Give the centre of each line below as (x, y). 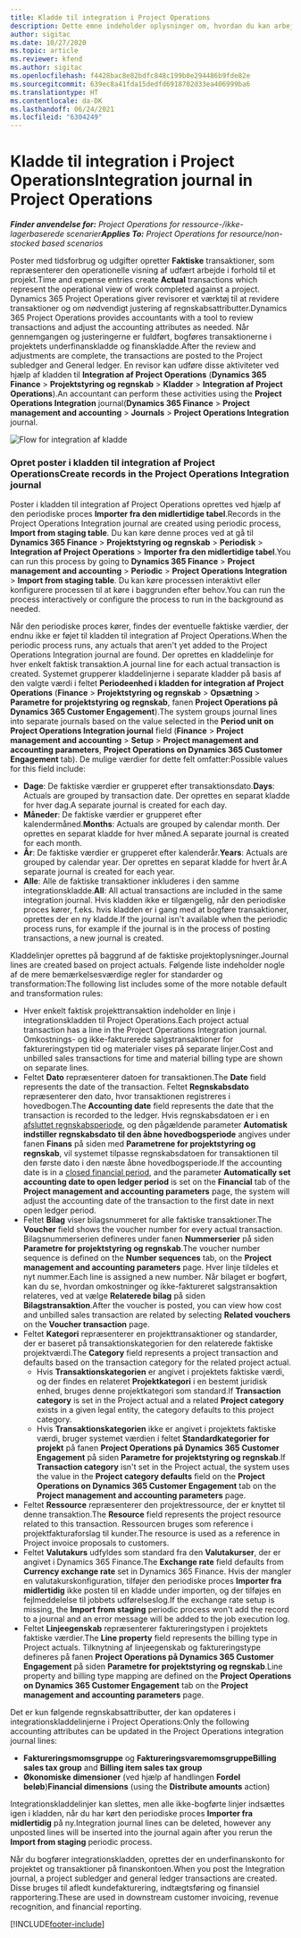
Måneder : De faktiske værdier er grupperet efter (112, 815)
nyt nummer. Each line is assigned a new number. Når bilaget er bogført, (155, 1277)
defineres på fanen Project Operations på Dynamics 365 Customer (149, 1657)
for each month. (53, 843)
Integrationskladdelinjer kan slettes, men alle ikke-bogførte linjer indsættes (147, 1804)
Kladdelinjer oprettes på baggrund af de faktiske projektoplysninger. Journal (150, 956)
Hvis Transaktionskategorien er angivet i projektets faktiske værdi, (160, 1372)
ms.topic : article (44, 51)
